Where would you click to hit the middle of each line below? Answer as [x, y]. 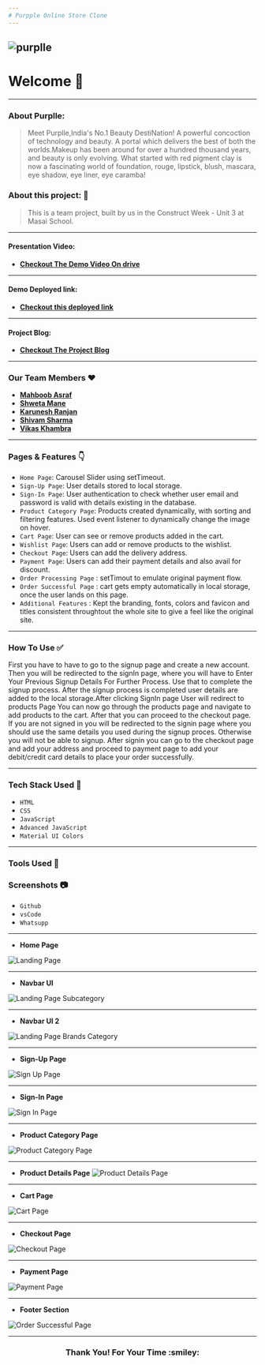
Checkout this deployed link [67, 307]
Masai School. [50, 221]
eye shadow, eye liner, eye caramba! [86, 175]
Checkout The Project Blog [65, 350]
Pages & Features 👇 [47, 457]
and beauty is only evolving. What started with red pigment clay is [134, 158]
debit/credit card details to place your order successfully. [101, 757]
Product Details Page [55, 1172]
